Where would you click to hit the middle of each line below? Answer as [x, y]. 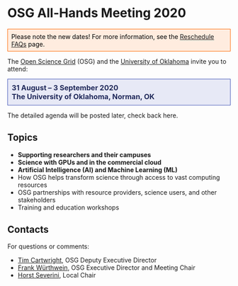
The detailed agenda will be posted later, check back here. [93, 115]
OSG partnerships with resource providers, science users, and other [117, 192]
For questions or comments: [49, 246]
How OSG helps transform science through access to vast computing [119, 177]
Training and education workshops [68, 207]
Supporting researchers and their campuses [84, 154]
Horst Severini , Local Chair [57, 275]
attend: [18, 69]
